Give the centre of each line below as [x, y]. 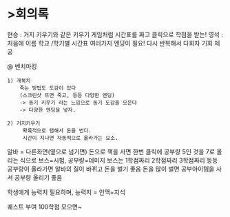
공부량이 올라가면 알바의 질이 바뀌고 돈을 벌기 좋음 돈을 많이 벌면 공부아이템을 [111, 169]
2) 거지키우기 [24, 123]
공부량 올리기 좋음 [38, 177]
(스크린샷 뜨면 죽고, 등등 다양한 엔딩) [67, 95]
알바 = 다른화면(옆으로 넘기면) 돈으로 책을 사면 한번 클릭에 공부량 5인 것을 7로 [111, 152]
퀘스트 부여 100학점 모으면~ [45, 207]
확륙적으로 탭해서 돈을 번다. [57, 131]
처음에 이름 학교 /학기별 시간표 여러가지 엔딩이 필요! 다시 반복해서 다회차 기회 [110, 43]
